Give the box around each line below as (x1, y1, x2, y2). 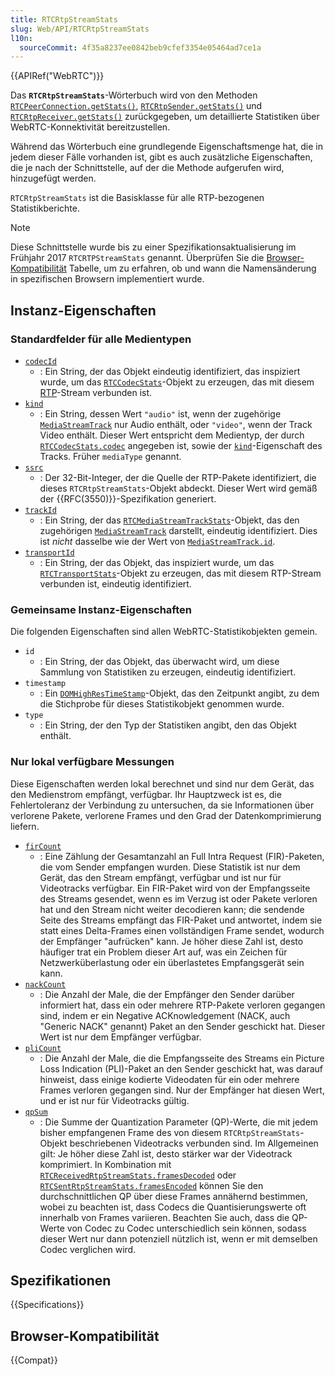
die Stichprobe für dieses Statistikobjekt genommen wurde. (39, 698, 285, 710)
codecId (24, 356, 57, 366)
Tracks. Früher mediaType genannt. (39, 450, 182, 462)
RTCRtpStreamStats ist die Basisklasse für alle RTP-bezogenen (10, 192, 265, 204)
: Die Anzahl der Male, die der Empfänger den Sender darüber (39, 988, 295, 1000)
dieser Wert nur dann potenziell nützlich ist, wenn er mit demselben (39, 1232, 318, 1245)
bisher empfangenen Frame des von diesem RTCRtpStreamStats (39, 1126, 301, 1138)
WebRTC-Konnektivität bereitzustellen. (10, 121, 171, 133)
